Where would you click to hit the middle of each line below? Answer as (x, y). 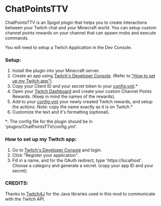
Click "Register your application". (45, 155)
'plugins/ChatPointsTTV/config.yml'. (41, 127)
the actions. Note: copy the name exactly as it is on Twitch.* (72, 107)
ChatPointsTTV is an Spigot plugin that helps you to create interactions (76, 22)
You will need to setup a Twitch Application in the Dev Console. (69, 47)
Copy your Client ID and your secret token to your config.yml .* (75, 86)
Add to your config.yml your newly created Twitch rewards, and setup (82, 102)
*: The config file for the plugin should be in (49, 122)
